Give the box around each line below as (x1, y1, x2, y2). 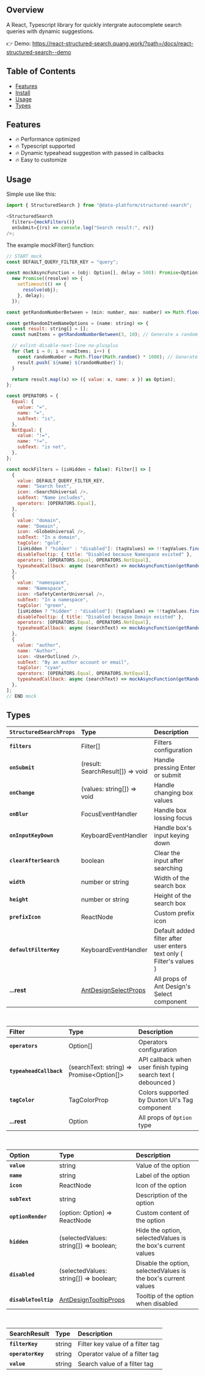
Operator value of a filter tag (77, 1350, 159, 1358)
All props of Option (138, 1113, 192, 1122)
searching (154, 864, 183, 873)
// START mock (6, 253, 43, 259)
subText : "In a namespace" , (17, 597, 88, 603)
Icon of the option (135, 1181, 187, 1190)
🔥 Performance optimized (15, 135, 81, 143)
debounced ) (138, 1078, 176, 1087)
